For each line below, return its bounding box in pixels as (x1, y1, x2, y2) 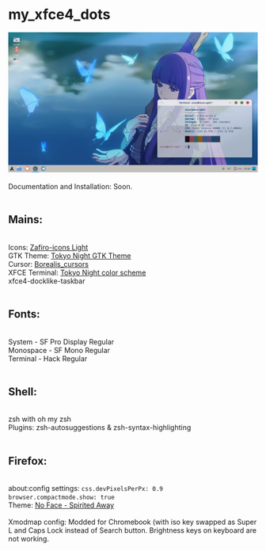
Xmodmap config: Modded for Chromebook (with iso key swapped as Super (8, 517, 257, 527)
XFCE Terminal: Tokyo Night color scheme (8, 268, 146, 277)
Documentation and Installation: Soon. (8, 181, 133, 191)
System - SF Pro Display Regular (8, 336, 115, 346)
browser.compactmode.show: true (8, 493, 115, 502)
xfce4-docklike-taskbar (8, 275, 85, 286)
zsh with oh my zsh (8, 414, 71, 424)
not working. (8, 534, 50, 544)
